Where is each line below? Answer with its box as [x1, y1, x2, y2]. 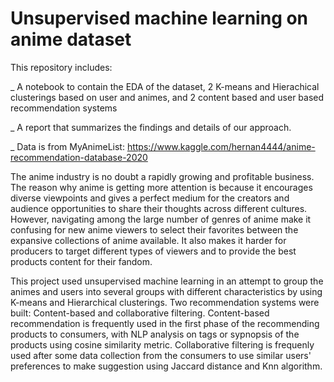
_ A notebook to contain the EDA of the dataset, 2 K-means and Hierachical [10, 80, 320, 92]
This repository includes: [10, 61, 113, 73]
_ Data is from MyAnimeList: [10, 140, 125, 152]
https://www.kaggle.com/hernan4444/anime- [126, 140, 316, 152]
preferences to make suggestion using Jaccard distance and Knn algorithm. [10, 360, 323, 372]
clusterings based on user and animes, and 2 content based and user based [10, 91, 325, 103]
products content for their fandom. [10, 255, 153, 267]
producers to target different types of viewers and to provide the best [10, 245, 297, 257]
